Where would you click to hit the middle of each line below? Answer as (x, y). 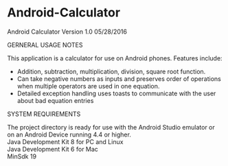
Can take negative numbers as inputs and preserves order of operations (119, 79)
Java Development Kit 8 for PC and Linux (65, 141)
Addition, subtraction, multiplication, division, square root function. (111, 71)
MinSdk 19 (22, 156)
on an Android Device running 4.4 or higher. (69, 134)
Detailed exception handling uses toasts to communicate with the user (116, 93)
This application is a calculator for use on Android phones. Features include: (115, 58)
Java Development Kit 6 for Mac (53, 149)
